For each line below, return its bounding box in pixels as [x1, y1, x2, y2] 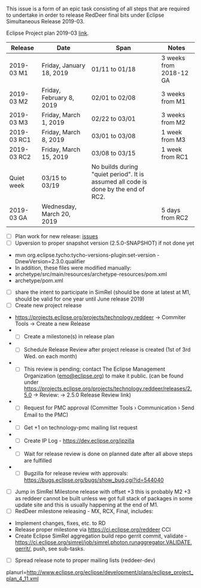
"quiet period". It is [91, 170, 145, 178]
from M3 [161, 136, 186, 143]
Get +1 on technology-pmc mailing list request [23, 424, 138, 431]
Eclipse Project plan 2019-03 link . [6, 29, 89, 37]
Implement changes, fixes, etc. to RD [14, 519, 106, 527]
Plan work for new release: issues [14, 233, 99, 239]
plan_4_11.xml [6, 575, 39, 582]
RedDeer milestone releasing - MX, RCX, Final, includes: [14, 507, 154, 515]
